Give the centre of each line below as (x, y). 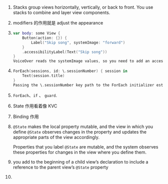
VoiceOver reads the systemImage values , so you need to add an (81, 61)
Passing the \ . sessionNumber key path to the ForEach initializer (83, 85)
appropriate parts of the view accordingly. (56, 137)
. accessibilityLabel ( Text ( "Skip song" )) (65, 52)
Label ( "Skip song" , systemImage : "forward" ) (78, 42)
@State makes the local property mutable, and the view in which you (83, 126)
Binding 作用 (26, 116)
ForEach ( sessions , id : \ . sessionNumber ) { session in (70, 71)
